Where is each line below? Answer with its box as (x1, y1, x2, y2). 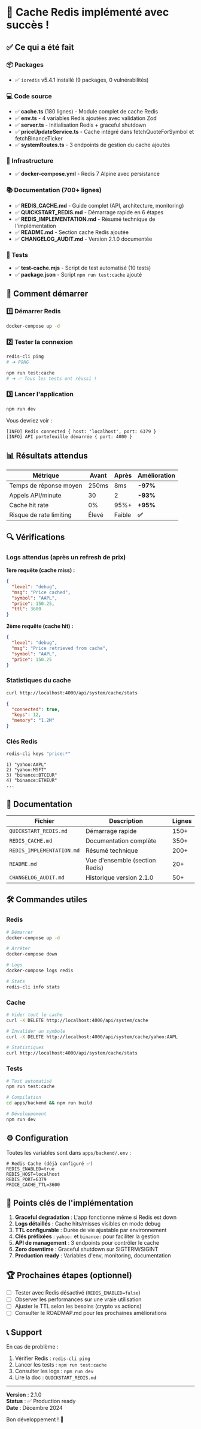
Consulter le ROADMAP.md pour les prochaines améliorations (14, 1310, 167, 1317)
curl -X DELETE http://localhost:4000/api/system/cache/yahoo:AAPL (6, 1033, 178, 1040)
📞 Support (6, 1327, 42, 1337)
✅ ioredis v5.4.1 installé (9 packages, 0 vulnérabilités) (14, 76, 149, 83)
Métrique (32, 471, 59, 480)
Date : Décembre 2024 (6, 1404, 63, 1412)
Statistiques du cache (6, 676, 71, 685)
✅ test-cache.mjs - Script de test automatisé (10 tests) (14, 264, 151, 272)
